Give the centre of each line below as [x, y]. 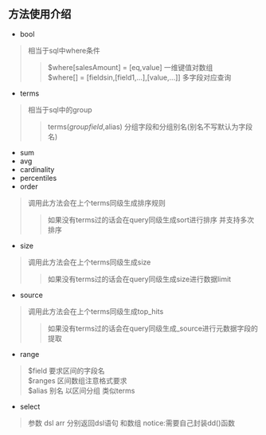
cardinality [37, 169]
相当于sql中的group [60, 109]
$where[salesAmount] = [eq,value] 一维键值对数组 [130, 67]
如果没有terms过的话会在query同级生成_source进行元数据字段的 [153, 328]
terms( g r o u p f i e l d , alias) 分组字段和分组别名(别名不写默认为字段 [150, 127]
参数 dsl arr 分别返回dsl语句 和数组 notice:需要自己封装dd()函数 [131, 423]
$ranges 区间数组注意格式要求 [77, 380]
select [30, 406]
